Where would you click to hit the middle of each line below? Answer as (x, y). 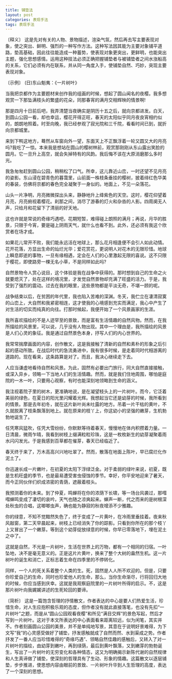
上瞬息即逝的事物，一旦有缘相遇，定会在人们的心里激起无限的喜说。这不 (81, 255)
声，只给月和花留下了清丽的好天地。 (44, 208)
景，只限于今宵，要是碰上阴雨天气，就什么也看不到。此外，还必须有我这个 (84, 225)
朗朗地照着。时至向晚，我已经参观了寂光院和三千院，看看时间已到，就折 (90, 124)
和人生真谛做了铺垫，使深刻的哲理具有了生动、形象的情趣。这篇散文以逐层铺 (86, 658)
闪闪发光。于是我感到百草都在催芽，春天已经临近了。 (66, 441)
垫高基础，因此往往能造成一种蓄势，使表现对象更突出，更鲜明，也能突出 (90, 52)
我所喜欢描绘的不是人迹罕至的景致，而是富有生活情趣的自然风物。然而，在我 (86, 320)
